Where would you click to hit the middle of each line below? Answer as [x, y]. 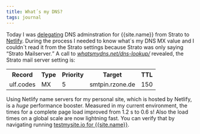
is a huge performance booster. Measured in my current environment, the [97, 105]
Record [22, 74]
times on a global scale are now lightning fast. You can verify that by [90, 118]
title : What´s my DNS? [34, 12]
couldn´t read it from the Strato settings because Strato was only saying [95, 47]
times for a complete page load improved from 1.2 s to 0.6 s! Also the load [97, 112]
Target [112, 74]
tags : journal [24, 17]
